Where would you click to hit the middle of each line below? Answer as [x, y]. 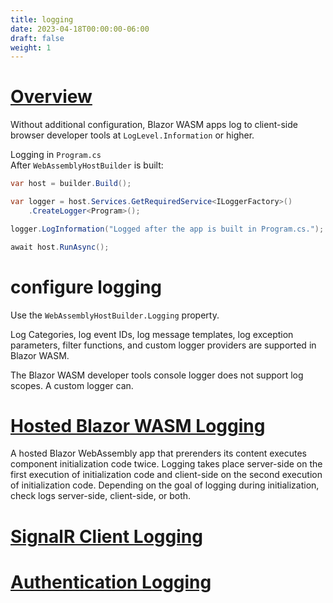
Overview [51, 97]
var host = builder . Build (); [71, 184]
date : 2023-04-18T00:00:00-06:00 [80, 29]
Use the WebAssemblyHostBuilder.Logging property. [115, 315]
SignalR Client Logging [106, 536]
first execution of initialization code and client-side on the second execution [166, 475]
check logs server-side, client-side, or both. [101, 496]
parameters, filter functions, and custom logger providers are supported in [163, 345]
